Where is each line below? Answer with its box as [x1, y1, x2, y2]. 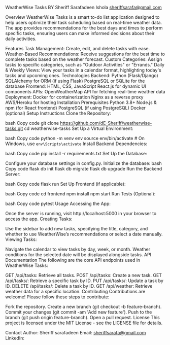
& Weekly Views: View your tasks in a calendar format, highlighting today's [5, 67, 161, 73]
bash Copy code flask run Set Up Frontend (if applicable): [5, 181, 126, 187]
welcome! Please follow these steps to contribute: [5, 294, 110, 300]
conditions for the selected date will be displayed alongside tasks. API [5, 252, 151, 258]
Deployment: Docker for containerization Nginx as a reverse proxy [5, 94, 144, 100]
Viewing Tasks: [5, 236, 37, 243]
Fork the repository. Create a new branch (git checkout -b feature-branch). [5, 304, 162, 309]
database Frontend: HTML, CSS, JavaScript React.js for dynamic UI [5, 83, 146, 89]
